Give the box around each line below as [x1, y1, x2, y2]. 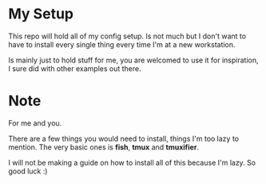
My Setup [8, 5, 74, 23]
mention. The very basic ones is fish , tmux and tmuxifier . [8, 142, 200, 152]
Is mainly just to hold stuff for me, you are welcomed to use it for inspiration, [8, 55, 259, 65]
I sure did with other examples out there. [8, 63, 141, 73]
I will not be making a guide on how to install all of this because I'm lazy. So [8, 158, 256, 167]
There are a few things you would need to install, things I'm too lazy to [8, 134, 240, 143]
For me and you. [8, 118, 62, 128]
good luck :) [8, 166, 48, 176]
